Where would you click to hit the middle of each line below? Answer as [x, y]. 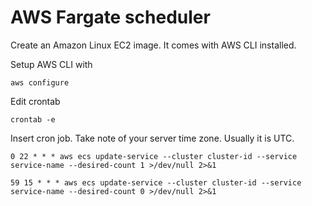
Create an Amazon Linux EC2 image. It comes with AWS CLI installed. [153, 45]
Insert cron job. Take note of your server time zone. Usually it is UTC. [152, 138]
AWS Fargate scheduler [110, 17]
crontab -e [33, 119]
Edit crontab [35, 101]
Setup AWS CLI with [51, 64]
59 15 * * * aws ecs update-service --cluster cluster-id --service [156, 182]
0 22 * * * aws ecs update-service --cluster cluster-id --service [154, 156]
